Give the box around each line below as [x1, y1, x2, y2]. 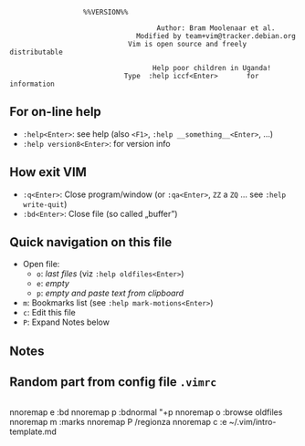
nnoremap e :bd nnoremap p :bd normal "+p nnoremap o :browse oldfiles [9, 406, 283, 418]
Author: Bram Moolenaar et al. [156, 24, 276, 33]
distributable [9, 47, 64, 57]
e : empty [36, 278, 70, 289]
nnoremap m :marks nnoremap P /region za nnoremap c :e [9, 416, 227, 427]
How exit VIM [9, 164, 87, 181]
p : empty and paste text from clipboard [36, 287, 184, 299]
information [9, 79, 55, 88]
